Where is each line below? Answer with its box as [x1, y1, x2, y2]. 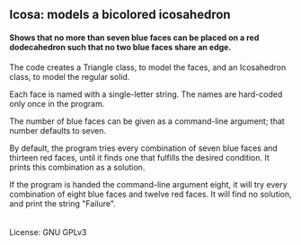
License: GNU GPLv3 [9, 226, 87, 237]
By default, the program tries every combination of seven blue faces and [9, 143, 279, 153]
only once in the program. [9, 98, 105, 109]
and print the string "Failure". [9, 197, 117, 209]
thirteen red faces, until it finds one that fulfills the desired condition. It [9, 152, 270, 162]
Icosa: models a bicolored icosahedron [9, 7, 231, 22]
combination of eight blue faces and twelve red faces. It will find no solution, [9, 188, 292, 199]
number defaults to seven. [9, 125, 107, 136]
